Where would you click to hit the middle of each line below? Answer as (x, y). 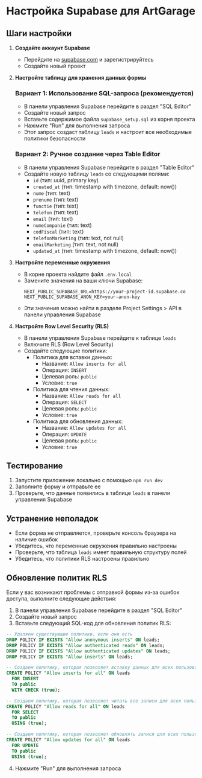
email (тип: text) (53, 218)
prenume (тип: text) (56, 199)
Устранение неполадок (53, 518)
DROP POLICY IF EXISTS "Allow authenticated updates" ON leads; (88, 651)
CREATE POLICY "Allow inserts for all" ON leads (68, 673)
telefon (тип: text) (56, 212)
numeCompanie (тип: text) (62, 225)
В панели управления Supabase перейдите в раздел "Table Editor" (109, 167)
